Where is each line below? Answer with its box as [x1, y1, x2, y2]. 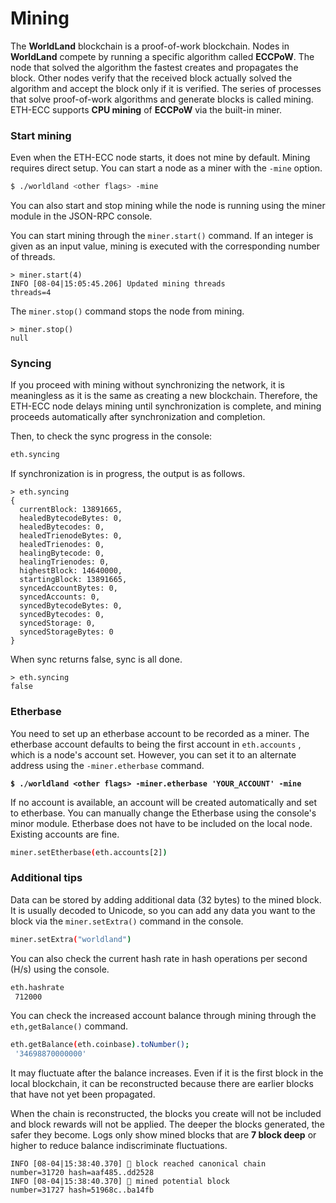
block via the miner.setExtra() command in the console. [10, 915, 244, 927]
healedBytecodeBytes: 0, [19, 513, 123, 524]
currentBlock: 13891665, [19, 505, 123, 515]
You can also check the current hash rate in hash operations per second [10, 952, 308, 964]
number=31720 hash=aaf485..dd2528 [10, 1168, 155, 1178]
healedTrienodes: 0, [19, 540, 105, 550]
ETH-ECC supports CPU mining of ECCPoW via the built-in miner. [10, 103, 282, 116]
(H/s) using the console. [10, 963, 110, 975]
